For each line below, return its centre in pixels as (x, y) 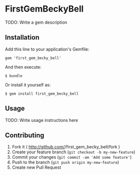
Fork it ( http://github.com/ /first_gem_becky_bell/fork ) (66, 147)
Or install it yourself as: (28, 85)
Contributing (25, 135)
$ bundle (14, 76)
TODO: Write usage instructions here (42, 120)
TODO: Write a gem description (36, 22)
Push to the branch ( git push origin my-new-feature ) (65, 162)
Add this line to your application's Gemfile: (47, 49)
